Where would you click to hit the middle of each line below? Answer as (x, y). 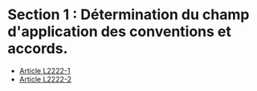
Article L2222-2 (45, 79)
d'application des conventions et (120, 32)
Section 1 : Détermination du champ (128, 15)
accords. (38, 49)
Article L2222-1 (45, 70)
